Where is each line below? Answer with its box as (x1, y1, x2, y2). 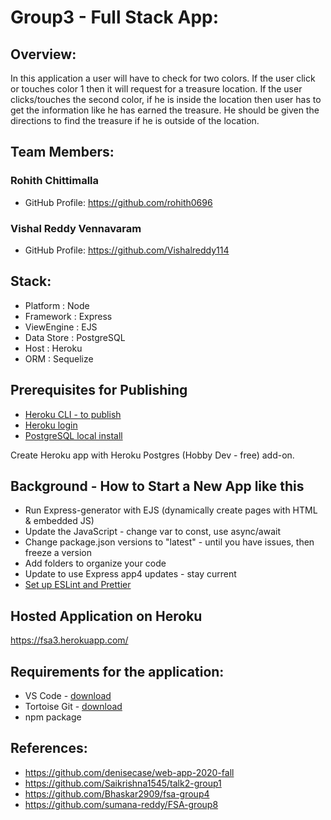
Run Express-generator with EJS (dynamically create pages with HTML (24, 504, 318, 516)
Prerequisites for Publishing (10, 382, 188, 399)
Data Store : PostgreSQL (24, 331, 126, 343)
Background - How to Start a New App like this (10, 478, 305, 495)
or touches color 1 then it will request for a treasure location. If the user (10, 83, 303, 95)
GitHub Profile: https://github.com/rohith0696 (24, 196, 213, 208)
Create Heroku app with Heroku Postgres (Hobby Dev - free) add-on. (10, 449, 295, 461)
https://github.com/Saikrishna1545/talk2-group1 (24, 777, 222, 789)
